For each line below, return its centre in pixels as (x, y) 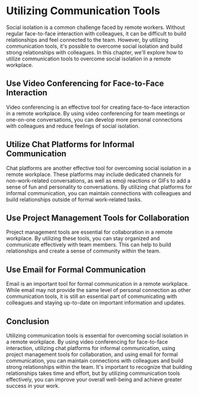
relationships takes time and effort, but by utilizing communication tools (93, 373)
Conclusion (28, 321)
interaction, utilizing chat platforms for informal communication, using (91, 348)
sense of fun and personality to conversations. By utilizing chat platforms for (99, 187)
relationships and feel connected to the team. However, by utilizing (87, 40)
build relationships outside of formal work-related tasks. (74, 199)
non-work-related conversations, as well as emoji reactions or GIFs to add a (98, 180)
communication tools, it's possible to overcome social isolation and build (94, 46)
